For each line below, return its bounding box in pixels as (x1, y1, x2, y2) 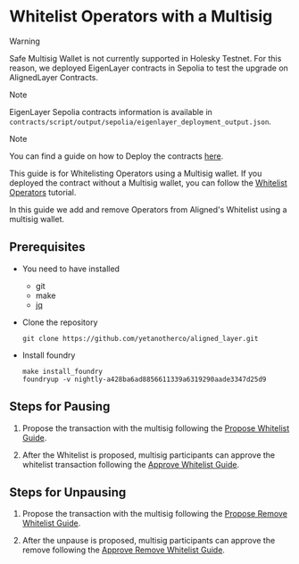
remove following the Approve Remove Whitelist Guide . (21, 544, 226, 555)
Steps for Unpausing (9, 485, 127, 500)
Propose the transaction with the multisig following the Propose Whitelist (21, 422, 290, 434)
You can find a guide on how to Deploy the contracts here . (9, 150, 224, 162)
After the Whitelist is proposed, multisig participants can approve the (21, 449, 276, 460)
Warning (9, 36, 40, 46)
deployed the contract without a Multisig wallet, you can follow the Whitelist (9, 177, 287, 188)
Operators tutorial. (9, 187, 77, 197)
